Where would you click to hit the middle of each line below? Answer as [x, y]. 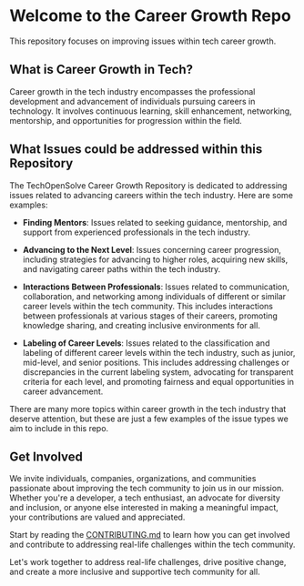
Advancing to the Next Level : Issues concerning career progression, [152, 249]
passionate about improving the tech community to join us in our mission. [147, 489]
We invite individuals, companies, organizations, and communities [133, 479]
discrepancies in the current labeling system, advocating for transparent [158, 372]
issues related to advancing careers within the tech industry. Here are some [152, 195]
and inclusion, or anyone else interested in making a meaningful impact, [144, 508]
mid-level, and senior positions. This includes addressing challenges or [156, 362]
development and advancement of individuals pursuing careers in [132, 101]
